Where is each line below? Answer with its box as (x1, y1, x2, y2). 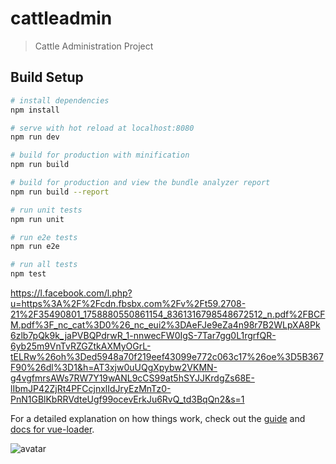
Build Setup (10, 69, 84, 86)
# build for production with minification (10, 150, 190, 161)
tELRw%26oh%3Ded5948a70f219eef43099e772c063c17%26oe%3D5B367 (10, 351, 324, 362)
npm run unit (10, 214, 65, 224)
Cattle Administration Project (34, 40, 154, 52)
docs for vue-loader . (10, 423, 95, 435)
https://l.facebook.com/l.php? (10, 287, 133, 299)
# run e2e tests (10, 232, 78, 242)
